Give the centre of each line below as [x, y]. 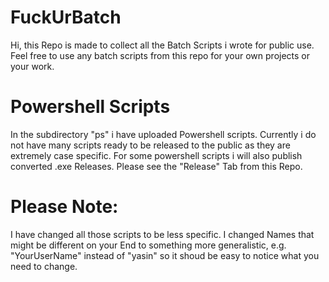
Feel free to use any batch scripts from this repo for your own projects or [160, 55]
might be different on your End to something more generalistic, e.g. [148, 245]
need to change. [44, 266]
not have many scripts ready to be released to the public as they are [150, 145]
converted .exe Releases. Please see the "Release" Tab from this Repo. [156, 166]
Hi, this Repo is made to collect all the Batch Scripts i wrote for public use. [162, 45]
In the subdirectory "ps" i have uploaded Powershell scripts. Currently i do [163, 134]
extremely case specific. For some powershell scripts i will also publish [156, 155]
